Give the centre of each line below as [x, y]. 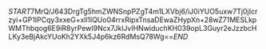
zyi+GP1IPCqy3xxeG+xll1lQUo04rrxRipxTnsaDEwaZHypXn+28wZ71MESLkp [133, 20]
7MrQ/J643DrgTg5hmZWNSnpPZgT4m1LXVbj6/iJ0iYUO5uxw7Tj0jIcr [144, 11]
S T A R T [20, 11]
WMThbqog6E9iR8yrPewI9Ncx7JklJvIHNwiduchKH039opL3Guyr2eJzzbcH [133, 28]
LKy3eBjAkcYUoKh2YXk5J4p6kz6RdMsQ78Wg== [91, 36]
